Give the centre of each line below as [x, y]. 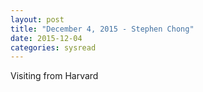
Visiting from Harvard [54, 76]
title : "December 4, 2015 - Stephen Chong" [102, 29]
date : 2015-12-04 [46, 38]
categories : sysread [53, 47]
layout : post [37, 19]
